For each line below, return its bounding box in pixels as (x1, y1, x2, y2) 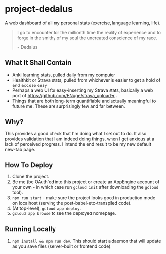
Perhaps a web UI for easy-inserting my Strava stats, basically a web (12, 87, 153, 93)
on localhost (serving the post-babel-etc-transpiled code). (12, 200, 132, 206)
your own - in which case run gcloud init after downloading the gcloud (12, 184, 159, 190)
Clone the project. (12, 174, 50, 180)
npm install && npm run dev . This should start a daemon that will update (12, 238, 161, 244)
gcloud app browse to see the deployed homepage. (12, 211, 116, 216)
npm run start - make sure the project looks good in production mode (12, 195, 156, 201)
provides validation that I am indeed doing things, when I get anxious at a (5, 136, 155, 142)
